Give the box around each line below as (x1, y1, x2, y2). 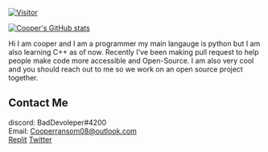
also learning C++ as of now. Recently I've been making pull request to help (8, 47, 259, 56)
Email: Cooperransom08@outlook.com (8, 125, 137, 136)
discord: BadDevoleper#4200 (8, 117, 107, 127)
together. (8, 73, 39, 82)
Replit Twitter (8, 134, 52, 144)
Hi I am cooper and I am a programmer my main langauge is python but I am (8, 39, 261, 48)
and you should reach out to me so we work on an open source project (8, 64, 243, 74)
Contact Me (8, 97, 68, 110)
